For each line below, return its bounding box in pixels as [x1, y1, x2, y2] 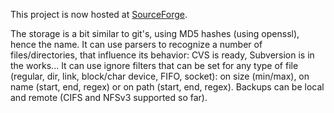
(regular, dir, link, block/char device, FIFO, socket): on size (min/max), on [10, 70, 310, 82]
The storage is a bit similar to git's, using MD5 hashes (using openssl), [10, 28, 300, 39]
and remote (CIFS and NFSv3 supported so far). [10, 92, 208, 103]
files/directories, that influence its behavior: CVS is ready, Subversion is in [10, 49, 315, 61]
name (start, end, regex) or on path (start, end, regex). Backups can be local [10, 81, 325, 93]
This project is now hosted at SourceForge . [10, 9, 188, 20]
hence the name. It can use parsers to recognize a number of [10, 39, 263, 50]
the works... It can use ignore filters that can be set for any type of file [10, 60, 299, 71]
